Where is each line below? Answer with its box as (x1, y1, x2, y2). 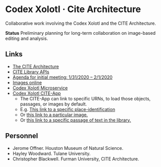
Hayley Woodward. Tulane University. (12, 150, 91, 156)
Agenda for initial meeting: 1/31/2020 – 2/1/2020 (12, 74, 113, 80)
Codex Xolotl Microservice (12, 85, 68, 91)
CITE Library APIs (12, 69, 49, 75)
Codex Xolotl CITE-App (12, 90, 61, 96)
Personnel (5, 132, 38, 140)
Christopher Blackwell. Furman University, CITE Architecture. (12, 155, 140, 162)
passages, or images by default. (20, 101, 87, 107)
